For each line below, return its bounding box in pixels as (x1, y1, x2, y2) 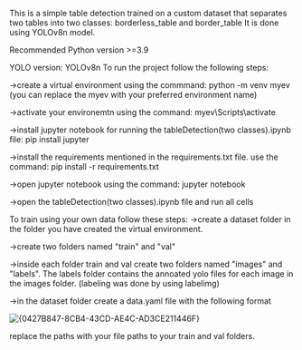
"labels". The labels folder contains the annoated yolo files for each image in (9, 268, 294, 279)
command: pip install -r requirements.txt (9, 161, 160, 171)
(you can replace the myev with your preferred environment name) (9, 90, 258, 100)
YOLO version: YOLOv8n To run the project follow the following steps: (9, 63, 269, 73)
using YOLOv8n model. (9, 27, 96, 37)
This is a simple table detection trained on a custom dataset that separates (9, 8, 288, 18)
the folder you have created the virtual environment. (9, 224, 203, 234)
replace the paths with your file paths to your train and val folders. (9, 331, 255, 341)
